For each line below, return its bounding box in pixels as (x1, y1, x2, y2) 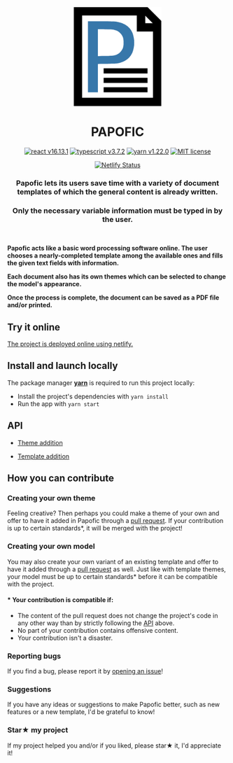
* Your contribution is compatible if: (7, 596, 114, 604)
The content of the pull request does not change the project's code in (17, 611, 218, 619)
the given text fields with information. (7, 259, 119, 267)
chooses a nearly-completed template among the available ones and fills (7, 251, 223, 260)
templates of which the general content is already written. (17, 187, 218, 197)
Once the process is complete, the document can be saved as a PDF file (7, 293, 220, 302)
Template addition (17, 451, 70, 461)
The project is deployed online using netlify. (7, 339, 134, 348)
